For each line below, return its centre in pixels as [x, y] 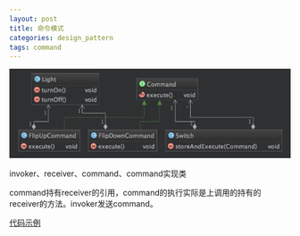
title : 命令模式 [37, 28]
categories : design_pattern [62, 38]
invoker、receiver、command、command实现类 [98, 173]
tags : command [36, 47]
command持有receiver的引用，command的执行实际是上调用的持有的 [135, 193]
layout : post [33, 19]
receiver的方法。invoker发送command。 [83, 204]
